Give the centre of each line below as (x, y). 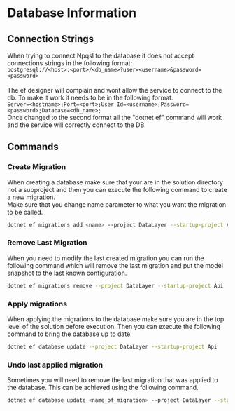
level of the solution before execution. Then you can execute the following (114, 327)
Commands (33, 147)
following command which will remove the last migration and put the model (115, 265)
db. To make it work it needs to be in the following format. (90, 97)
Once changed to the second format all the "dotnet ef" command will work (115, 117)
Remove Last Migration (47, 243)
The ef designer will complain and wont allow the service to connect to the (115, 90)
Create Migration (37, 167)
